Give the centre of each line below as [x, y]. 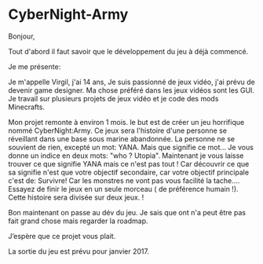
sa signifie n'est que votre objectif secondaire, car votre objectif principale [129, 172]
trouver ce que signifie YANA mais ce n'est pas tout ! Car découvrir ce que [129, 163]
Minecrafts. [27, 107]
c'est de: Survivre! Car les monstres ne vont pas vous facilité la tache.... [124, 180]
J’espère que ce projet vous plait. [62, 236]
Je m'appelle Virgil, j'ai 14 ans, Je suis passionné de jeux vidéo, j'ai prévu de [131, 82]
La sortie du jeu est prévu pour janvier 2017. [79, 251]
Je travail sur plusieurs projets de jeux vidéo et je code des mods [113, 98]
